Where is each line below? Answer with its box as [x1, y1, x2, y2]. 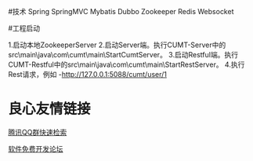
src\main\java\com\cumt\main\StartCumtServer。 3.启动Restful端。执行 [8, 50, 239, 59]
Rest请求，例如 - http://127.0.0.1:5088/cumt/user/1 [8, 70, 167, 79]
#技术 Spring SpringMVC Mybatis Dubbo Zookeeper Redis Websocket [8, 7, 234, 16]
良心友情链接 [8, 101, 92, 118]
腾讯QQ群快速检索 [8, 127, 67, 137]
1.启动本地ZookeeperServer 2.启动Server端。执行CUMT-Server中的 [8, 40, 226, 49]
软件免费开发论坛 [8, 144, 63, 153]
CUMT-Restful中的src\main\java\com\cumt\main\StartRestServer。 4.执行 [8, 60, 245, 69]
